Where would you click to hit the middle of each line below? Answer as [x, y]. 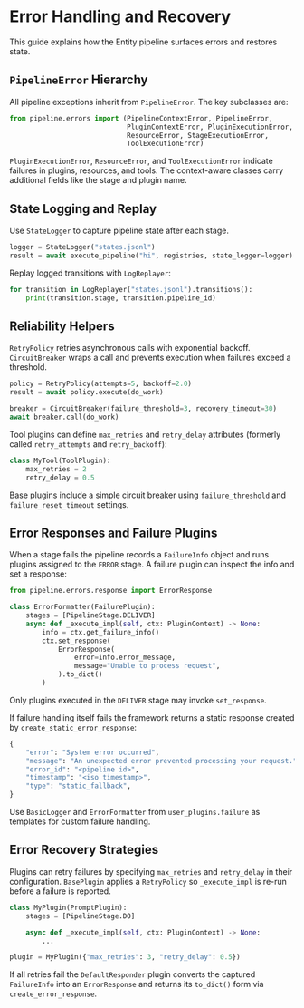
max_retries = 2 [57, 469]
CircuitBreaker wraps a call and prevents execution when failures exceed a [150, 358]
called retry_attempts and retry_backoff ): [88, 444]
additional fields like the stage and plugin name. [98, 180]
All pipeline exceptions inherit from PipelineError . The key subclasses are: [149, 102]
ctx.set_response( [76, 641]
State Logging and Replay [83, 209]
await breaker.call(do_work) [64, 417]
